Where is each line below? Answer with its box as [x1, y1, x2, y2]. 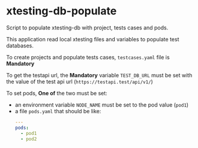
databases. [6, 42, 34, 49]
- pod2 [20, 136, 37, 142]
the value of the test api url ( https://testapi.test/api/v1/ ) [6, 78, 153, 85]
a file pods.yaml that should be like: [14, 107, 101, 114]
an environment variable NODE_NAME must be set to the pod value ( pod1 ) [14, 101, 189, 108]
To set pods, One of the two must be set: [6, 89, 108, 96]
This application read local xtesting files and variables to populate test [6, 35, 179, 43]
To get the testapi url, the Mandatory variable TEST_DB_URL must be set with [6, 71, 193, 78]
